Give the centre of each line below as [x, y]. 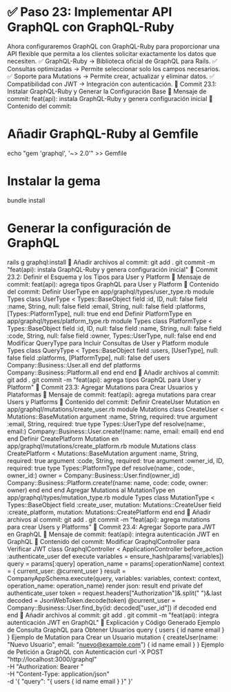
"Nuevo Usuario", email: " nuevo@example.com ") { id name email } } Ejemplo [115, 644]
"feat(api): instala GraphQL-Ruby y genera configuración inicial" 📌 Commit [113, 269]
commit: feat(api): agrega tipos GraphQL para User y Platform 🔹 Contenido [113, 284]
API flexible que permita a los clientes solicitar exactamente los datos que [112, 53]
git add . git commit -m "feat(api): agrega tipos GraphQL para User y [104, 380]
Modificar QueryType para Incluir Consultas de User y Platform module [108, 343]
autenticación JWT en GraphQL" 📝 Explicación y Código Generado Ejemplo [114, 622]
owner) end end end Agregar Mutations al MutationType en [91, 490]
